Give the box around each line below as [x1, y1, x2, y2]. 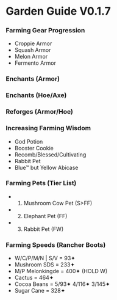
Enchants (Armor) [5, 75, 60, 83]
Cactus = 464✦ [14, 274, 54, 282]
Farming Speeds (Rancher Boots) [5, 240, 106, 249]
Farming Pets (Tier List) [5, 179, 77, 188]
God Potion [14, 137, 43, 145]
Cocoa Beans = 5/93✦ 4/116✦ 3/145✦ [14, 280, 110, 288]
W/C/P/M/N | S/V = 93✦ [14, 255, 76, 262]
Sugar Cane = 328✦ [14, 287, 65, 295]
